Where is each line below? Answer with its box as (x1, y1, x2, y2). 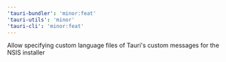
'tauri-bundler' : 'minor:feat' (7, 10, 97, 17)
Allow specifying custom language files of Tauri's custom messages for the (7, 42, 220, 50)
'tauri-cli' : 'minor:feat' (7, 22, 84, 29)
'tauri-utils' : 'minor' (7, 16, 75, 23)
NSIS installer (7, 48, 45, 57)
